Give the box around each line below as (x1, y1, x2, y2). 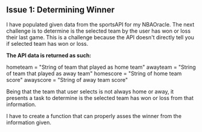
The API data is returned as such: (6, 51, 92, 59)
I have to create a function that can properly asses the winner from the (6, 112, 182, 119)
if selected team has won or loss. (6, 40, 89, 47)
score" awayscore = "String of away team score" (6, 76, 128, 83)
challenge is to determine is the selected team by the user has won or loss (6, 27, 191, 34)
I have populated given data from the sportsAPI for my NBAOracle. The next (6, 20, 195, 28)
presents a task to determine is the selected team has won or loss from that (6, 94, 194, 101)
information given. (6, 119, 52, 126)
